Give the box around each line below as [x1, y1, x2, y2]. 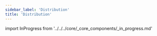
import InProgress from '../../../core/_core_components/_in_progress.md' [5, 25, 153, 31]
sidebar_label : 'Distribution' [5, 7, 70, 12]
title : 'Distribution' [5, 12, 52, 17]
